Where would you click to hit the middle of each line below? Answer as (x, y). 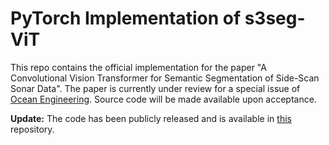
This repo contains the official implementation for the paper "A (138, 67)
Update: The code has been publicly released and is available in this (151, 118)
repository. (32, 129)
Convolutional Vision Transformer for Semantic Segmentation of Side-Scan (165, 78)
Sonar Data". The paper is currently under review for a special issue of (155, 88)
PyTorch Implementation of (126, 18)
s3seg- (275, 18)
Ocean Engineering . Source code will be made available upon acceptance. (163, 99)
